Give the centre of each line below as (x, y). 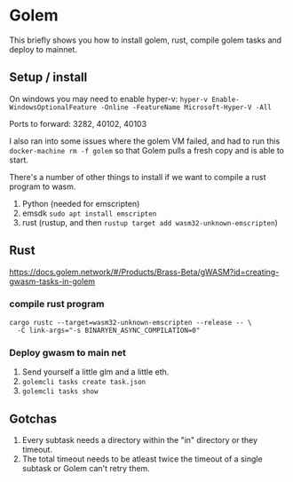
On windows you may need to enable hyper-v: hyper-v (109, 99)
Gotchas (33, 419)
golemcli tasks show (60, 391)
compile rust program (57, 304)
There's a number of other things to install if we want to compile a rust (138, 177)
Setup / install (48, 78)
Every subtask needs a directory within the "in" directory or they (140, 439)
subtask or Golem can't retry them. (86, 468)
